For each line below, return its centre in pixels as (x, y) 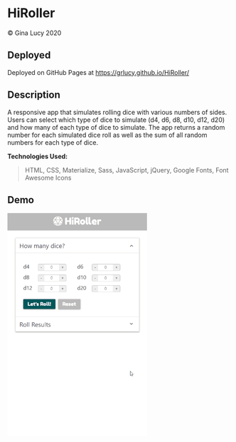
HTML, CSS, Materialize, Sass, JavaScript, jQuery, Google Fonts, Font (127, 170)
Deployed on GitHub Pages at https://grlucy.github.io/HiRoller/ (98, 72)
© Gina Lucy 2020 (34, 33)
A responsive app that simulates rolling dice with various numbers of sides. (117, 112)
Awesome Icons (48, 178)
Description (34, 95)
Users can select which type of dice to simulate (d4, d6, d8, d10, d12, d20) (116, 120)
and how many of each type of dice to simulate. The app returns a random (116, 127)
